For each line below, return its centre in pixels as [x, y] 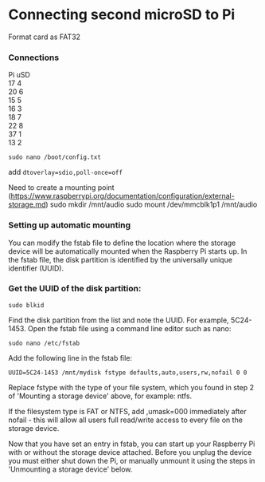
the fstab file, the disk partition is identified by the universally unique [121, 259]
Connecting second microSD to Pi [122, 15]
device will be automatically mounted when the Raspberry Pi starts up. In [128, 251]
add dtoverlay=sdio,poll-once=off [66, 172]
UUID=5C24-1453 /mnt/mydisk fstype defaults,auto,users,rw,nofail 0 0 [128, 373]
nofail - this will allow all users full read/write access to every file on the [125, 420]
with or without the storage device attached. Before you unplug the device [130, 452]
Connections [34, 57]
